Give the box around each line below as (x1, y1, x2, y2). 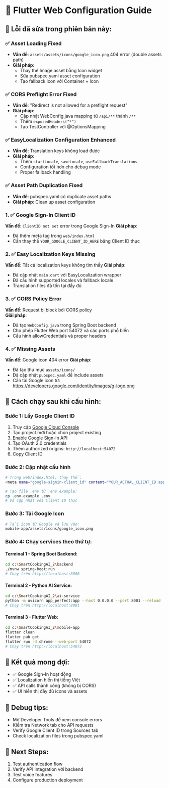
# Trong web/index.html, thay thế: (5, 475, 82, 480)
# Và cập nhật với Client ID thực (5, 498, 78, 503)
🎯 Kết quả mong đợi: (5, 658, 69, 666)
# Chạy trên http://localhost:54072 (5, 644, 82, 649)
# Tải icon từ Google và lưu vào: (5, 522, 80, 527)
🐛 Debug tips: (5, 703, 49, 712)
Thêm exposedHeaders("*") (20, 118, 76, 124)
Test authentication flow (12, 761, 63, 767)
